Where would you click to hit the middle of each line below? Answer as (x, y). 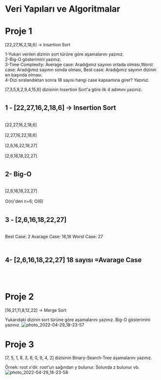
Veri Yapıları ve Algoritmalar (63, 9)
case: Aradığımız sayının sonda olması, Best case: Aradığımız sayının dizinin (81, 70)
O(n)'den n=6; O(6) (24, 201)
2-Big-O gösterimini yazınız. (33, 59)
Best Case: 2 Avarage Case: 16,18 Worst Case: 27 (54, 236)
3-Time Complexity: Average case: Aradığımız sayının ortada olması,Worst (79, 65)
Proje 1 (19, 31)
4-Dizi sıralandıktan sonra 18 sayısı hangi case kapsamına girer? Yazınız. (77, 80)
